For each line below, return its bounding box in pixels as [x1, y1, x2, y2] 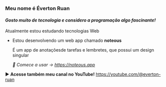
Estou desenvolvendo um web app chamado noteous [12, 37, 122, 44]
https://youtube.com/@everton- [96, 71, 161, 77]
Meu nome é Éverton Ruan [5, 5, 70, 12]
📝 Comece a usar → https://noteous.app [12, 62, 95, 68]
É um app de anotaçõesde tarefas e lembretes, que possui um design [12, 47, 155, 53]
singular [12, 52, 29, 58]
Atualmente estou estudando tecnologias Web [5, 28, 100, 34]
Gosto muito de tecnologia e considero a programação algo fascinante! [5, 17, 156, 23]
